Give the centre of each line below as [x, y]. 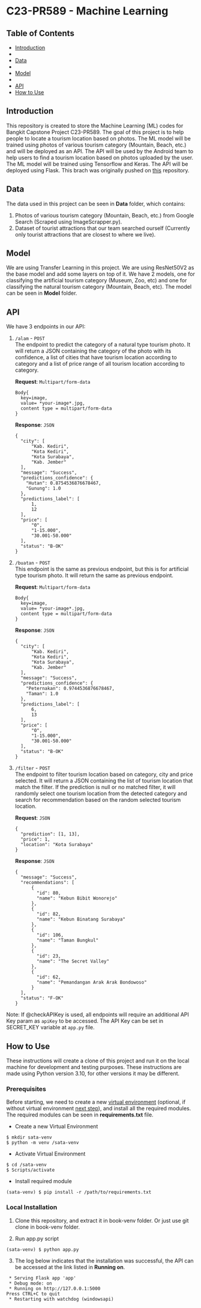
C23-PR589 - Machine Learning [87, 11]
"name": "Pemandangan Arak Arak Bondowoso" [92, 983]
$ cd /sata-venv [26, 1165]
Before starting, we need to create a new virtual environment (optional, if [96, 1102]
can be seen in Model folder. [42, 293]
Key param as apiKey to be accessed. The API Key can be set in [85, 1021]
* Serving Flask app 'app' [43, 1278]
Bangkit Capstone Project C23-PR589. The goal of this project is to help [95, 132]
